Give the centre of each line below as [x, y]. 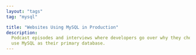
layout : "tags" [24, 11]
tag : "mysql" [22, 17]
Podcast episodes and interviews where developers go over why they [96, 38]
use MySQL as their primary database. [59, 43]
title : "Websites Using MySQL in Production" [62, 27]
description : [22, 32]
